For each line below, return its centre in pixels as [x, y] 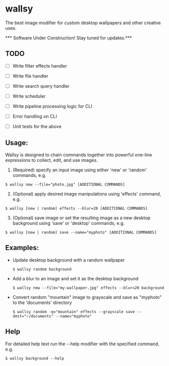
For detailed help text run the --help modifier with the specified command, [82, 344]
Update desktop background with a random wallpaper [69, 260]
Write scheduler [29, 96]
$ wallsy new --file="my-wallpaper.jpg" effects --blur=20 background [88, 288]
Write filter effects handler [40, 66]
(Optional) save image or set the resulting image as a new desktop [81, 218]
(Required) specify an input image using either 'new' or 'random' [80, 170]
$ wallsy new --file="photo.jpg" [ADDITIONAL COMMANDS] [65, 185]
